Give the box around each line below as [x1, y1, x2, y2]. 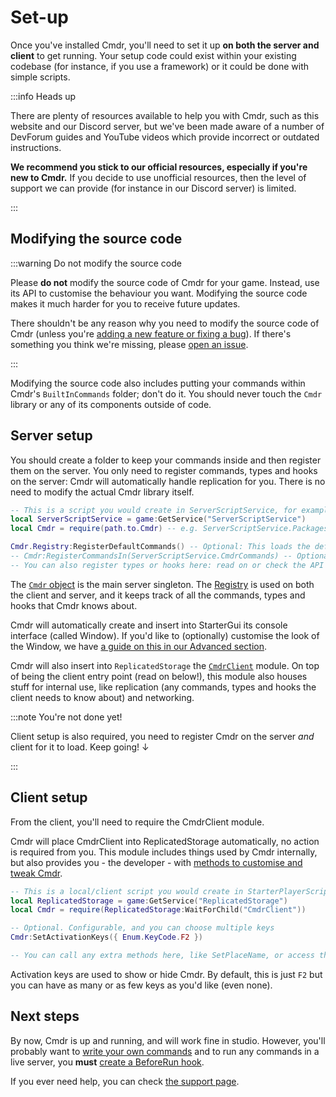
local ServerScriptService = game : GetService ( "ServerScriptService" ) [10, 514, 307, 525]
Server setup [10, 427, 93, 445]
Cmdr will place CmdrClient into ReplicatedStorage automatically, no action [10, 835, 320, 847]
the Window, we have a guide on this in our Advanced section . [10, 640, 267, 652]
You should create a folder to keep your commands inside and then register [10, 454, 322, 466]
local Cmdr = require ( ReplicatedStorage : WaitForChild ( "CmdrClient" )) [10, 905, 307, 915]
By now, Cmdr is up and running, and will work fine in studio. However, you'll [10, 1034, 326, 1046]
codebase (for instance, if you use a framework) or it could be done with [10, 60, 310, 72]
